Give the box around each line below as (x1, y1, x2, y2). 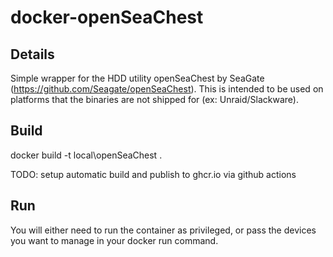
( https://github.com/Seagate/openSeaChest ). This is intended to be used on (10, 83, 324, 95)
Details (10, 46, 55, 63)
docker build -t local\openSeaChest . (10, 149, 163, 161)
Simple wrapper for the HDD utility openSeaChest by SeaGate (10, 72, 265, 84)
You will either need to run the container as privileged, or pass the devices (10, 224, 317, 236)
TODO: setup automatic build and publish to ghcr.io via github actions (10, 168, 297, 180)
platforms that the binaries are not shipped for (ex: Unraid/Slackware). (10, 94, 299, 105)
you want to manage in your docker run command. (10, 234, 219, 246)
